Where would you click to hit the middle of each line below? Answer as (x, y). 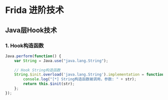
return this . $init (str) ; (49, 84)
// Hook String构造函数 (37, 70)
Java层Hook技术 (31, 30)
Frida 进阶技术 (34, 10)
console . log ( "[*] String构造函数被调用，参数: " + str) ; (80, 79)
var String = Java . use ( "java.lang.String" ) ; (61, 61)
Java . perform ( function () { (33, 56)
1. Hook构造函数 (24, 45)
